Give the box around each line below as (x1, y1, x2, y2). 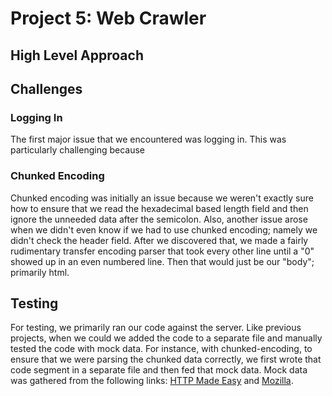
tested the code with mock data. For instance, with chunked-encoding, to (10, 343, 313, 355)
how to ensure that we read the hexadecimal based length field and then (10, 202, 309, 214)
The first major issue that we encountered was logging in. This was (10, 133, 287, 146)
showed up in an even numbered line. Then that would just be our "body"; (10, 255, 315, 267)
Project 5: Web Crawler (10, 7, 207, 30)
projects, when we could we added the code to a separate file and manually (10, 332, 323, 344)
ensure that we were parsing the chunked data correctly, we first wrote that (10, 353, 322, 366)
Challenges (10, 80, 83, 97)
